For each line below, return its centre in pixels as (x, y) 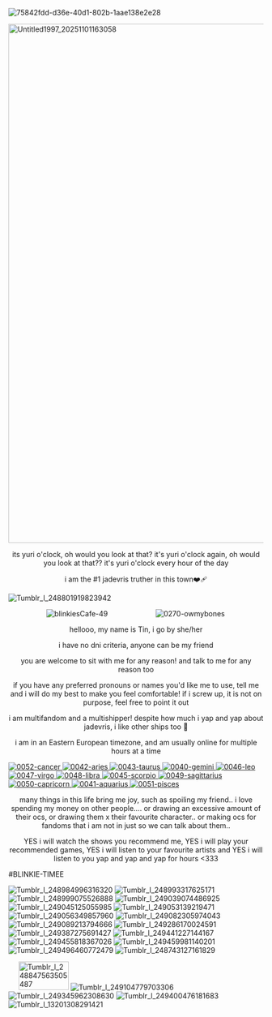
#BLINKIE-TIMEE (36, 874)
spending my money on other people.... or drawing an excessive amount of (136, 808)
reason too (136, 669)
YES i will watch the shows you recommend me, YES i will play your (136, 841)
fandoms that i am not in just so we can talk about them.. (136, 826)
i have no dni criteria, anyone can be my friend (136, 645)
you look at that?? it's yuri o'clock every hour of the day (136, 563)
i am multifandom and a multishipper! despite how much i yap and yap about (136, 718)
